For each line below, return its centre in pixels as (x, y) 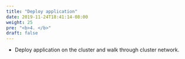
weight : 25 (19, 22)
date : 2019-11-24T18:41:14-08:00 (47, 17)
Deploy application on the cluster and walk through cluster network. (97, 50)
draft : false (22, 33)
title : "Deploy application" (42, 11)
